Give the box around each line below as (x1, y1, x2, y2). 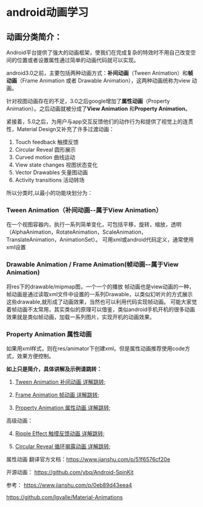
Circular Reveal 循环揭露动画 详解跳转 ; (15, 443, 111, 450)
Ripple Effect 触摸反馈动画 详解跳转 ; (15, 429, 105, 437)
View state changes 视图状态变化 (15, 162, 98, 168)
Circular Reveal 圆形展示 (15, 146, 76, 153)
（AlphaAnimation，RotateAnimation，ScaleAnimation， (6, 228, 147, 236)
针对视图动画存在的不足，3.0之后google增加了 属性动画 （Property (6, 98, 170, 104)
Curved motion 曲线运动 (15, 154, 76, 161)
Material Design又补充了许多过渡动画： (16, 126, 115, 132)
